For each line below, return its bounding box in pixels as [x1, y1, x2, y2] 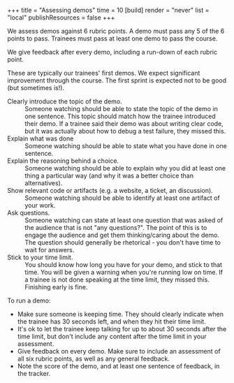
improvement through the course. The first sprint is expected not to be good [7, 76, 227, 85]
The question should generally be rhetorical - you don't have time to [24, 238, 221, 247]
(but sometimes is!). [7, 84, 65, 92]
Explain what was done [7, 134, 74, 143]
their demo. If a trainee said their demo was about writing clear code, [24, 120, 224, 128]
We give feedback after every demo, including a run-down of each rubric [7, 48, 218, 56]
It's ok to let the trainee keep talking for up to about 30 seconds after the [17, 325, 227, 333]
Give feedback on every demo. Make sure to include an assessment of [17, 347, 221, 355]
